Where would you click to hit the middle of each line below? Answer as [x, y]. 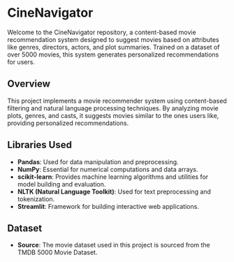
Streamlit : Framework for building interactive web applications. [108, 206]
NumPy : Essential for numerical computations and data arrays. [108, 169]
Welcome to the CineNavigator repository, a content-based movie [102, 32]
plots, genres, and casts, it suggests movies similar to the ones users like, [113, 115]
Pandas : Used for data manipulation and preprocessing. [98, 161]
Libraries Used [39, 145]
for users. [21, 61]
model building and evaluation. [61, 184]
